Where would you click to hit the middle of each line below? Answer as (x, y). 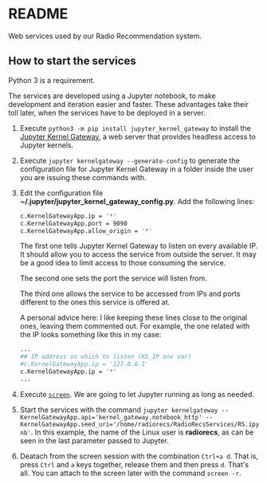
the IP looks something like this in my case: (90, 335)
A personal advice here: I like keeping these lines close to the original (133, 318)
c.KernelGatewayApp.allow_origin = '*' (86, 231)
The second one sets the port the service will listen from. (113, 278)
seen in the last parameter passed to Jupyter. (94, 440)
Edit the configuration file (61, 193)
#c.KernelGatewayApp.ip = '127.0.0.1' (84, 364)
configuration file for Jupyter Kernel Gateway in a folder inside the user (136, 169)
